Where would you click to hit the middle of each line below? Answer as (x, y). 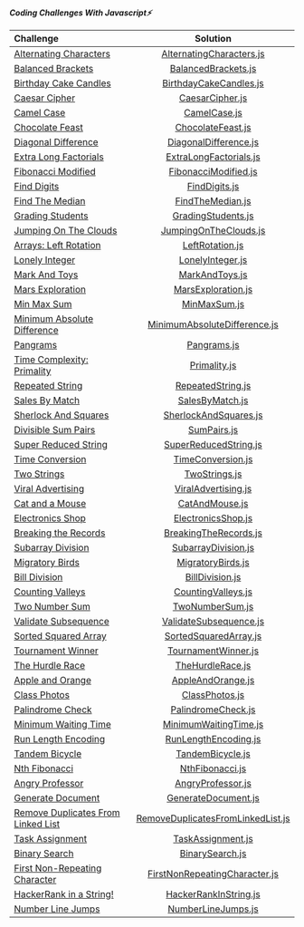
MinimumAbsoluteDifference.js (213, 324)
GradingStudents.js (213, 216)
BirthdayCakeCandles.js (213, 83)
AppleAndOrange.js (213, 680)
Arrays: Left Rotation (57, 245)
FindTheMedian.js (213, 201)
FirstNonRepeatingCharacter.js (213, 874)
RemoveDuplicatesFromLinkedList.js (213, 818)
